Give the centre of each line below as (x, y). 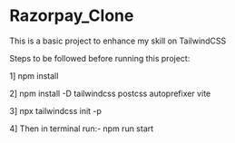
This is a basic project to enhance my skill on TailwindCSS (118, 41)
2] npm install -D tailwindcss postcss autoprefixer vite (110, 93)
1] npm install (34, 76)
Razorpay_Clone (72, 16)
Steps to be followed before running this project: (100, 58)
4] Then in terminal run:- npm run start (82, 129)
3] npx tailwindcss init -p (56, 110)
